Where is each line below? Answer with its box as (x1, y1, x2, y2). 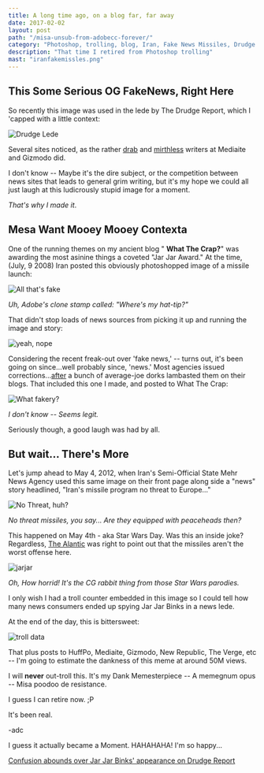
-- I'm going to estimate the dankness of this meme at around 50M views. (8, 656, 247, 666)
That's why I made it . (8, 200, 77, 210)
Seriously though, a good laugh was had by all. (8, 425, 160, 434)
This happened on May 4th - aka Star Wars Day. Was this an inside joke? (8, 531, 244, 541)
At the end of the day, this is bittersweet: (8, 617, 139, 626)
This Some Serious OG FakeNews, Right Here (8, 84, 234, 98)
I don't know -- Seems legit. (8, 409, 99, 418)
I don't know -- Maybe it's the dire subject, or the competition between (8, 168, 239, 177)
